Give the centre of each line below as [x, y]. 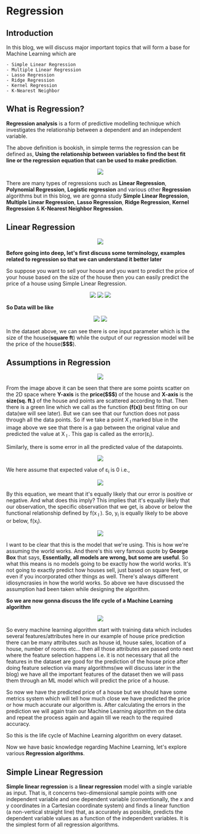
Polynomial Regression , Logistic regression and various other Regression [99, 189]
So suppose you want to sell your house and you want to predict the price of [100, 270]
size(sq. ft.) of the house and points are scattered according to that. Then [97, 401]
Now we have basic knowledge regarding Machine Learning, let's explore [96, 747]
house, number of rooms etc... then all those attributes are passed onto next [100, 649]
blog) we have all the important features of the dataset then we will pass [95, 674]
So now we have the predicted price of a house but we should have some [96, 692]
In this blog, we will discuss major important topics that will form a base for [98, 47]
